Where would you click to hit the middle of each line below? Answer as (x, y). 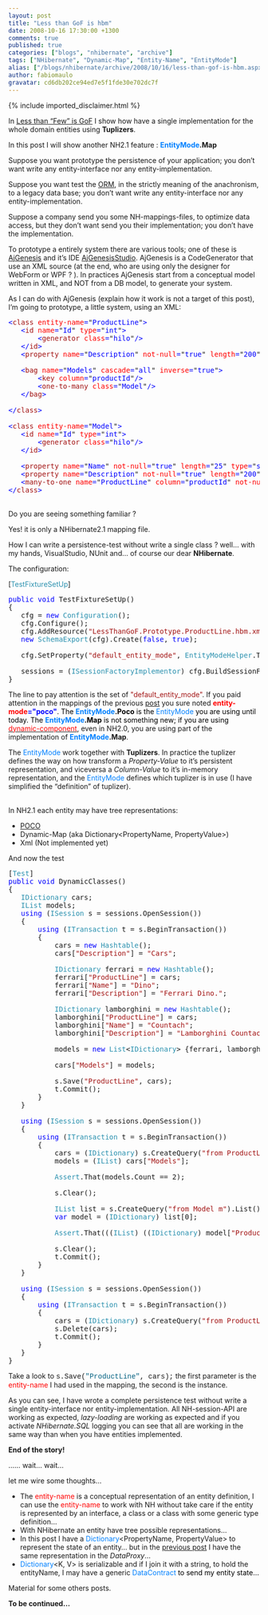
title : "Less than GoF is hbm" (60, 23)
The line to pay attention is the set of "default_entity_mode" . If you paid (125, 694)
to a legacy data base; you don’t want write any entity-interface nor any (126, 192)
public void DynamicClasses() (67, 881)
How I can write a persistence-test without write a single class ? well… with (132, 545)
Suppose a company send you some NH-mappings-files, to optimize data (129, 216)
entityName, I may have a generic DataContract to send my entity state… (139, 1572)
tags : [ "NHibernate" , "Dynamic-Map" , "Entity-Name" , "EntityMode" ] (123, 61)
